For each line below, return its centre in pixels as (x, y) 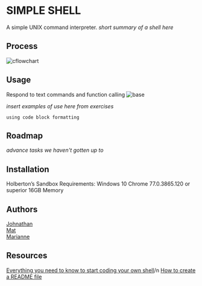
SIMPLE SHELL (44, 11)
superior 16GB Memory (35, 190)
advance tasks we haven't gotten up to (55, 150)
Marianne (18, 237)
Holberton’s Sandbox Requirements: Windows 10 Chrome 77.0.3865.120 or (98, 184)
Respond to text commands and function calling (66, 94)
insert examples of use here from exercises (60, 106)
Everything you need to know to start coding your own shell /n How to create (101, 270)
